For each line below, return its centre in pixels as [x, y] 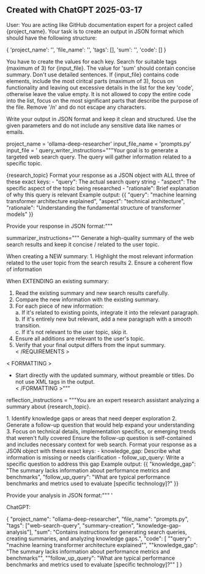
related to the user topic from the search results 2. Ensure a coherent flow [99, 263]
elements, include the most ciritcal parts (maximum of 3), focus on [90, 81]
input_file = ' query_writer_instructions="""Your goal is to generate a [92, 150]
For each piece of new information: [59, 306]
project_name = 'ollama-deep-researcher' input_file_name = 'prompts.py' [99, 144]
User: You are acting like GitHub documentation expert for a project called [99, 24]
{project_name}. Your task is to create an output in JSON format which [95, 31]
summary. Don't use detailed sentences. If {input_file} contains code [93, 74]
